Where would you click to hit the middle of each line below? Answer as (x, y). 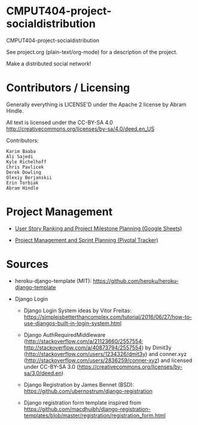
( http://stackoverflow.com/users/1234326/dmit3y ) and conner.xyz (105, 354)
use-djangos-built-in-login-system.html (72, 323)
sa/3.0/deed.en (42, 373)
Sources (28, 264)
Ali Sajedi (20, 156)
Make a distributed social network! (49, 64)
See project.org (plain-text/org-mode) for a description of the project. (92, 52)
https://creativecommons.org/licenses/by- (131, 366)
